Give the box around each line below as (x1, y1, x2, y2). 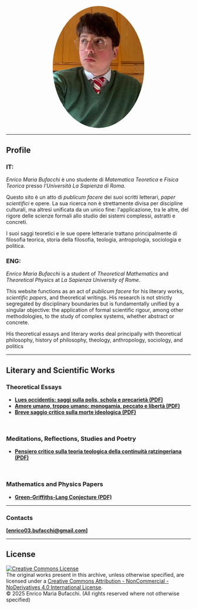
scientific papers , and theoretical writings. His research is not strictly (6, 294, 172, 301)
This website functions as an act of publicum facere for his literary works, (6, 288, 184, 295)
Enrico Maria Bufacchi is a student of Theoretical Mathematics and (6, 270, 169, 277)
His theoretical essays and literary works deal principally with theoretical (6, 331, 182, 338)
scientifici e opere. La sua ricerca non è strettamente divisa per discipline (6, 200, 183, 207)
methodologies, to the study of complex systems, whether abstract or (6, 313, 175, 320)
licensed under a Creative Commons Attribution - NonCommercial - (6, 577, 169, 584)
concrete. (6, 319, 29, 326)
